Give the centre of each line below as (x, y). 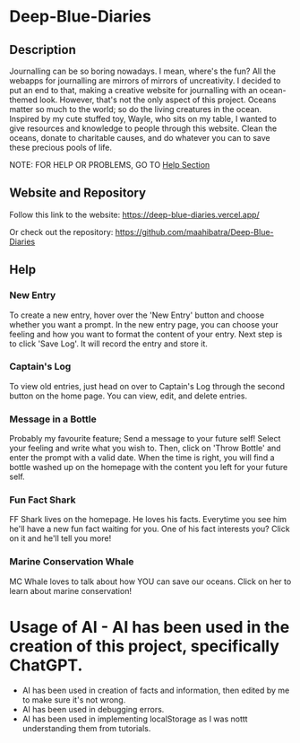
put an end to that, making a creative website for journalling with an (133, 90)
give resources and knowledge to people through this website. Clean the (143, 128)
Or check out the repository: (61, 232)
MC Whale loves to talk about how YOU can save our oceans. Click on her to (150, 581)
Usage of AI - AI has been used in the (150, 627)
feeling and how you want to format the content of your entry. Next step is (146, 334)
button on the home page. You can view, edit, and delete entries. (129, 396)
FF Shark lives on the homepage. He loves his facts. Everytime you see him (148, 520)
